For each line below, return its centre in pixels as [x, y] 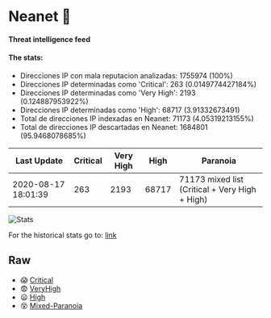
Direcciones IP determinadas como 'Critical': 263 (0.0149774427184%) [138, 84]
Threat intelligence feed [50, 39]
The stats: [26, 58]
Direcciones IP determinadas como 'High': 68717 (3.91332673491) [130, 110]
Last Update [39, 161]
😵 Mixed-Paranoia [51, 305]
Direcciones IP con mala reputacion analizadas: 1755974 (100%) [127, 75]
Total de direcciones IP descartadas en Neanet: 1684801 [114, 127]
